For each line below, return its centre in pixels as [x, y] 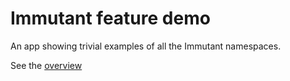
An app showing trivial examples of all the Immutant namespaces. [146, 46]
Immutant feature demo [110, 18]
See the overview [46, 65]
